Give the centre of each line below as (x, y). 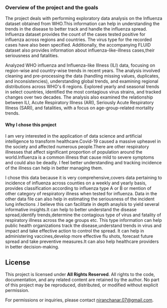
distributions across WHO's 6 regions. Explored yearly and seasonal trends (82, 87)
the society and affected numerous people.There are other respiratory (77, 146)
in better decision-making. (32, 246)
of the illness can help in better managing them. (54, 168)
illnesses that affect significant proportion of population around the (74, 152)
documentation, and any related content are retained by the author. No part (82, 280)
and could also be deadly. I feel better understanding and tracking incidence (83, 162)
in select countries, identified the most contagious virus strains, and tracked (83, 92)
